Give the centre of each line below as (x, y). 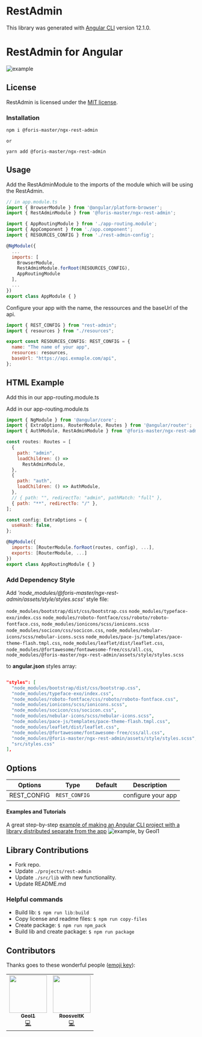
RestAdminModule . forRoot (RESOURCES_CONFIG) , (74, 268)
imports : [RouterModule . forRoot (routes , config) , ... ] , (83, 548)
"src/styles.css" (33, 744)
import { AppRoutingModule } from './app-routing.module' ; (82, 224)
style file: (98, 599)
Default (106, 785)
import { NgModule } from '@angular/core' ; (62, 420)
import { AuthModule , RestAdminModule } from (64, 431)
